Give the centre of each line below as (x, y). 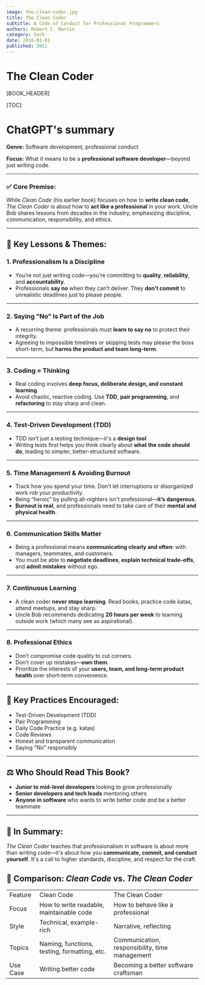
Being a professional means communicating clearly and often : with (100, 547)
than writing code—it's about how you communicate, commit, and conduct (102, 853)
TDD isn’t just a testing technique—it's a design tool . (81, 438)
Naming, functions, (67, 944)
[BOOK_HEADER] (28, 93)
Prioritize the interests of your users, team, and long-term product (99, 669)
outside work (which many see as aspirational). (74, 621)
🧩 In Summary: (35, 831)
